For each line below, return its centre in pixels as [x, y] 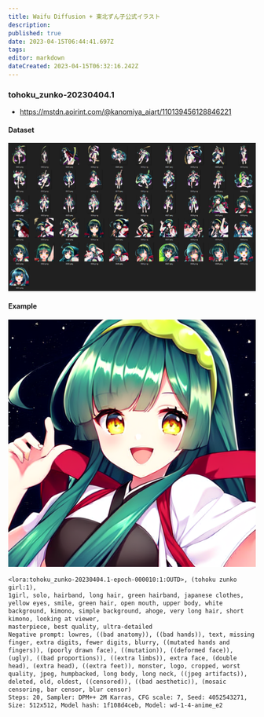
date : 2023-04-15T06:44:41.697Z [61, 42]
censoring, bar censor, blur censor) [70, 690]
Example [23, 306]
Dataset [21, 130]
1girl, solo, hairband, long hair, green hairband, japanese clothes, [126, 596]
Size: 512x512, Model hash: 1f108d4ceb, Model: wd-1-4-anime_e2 [115, 706]
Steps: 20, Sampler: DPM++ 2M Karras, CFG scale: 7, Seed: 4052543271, [128, 698]
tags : [17, 50]
